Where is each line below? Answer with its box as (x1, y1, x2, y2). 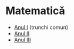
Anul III (14, 36, 31, 43)
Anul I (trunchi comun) (14, 24, 69, 31)
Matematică (5, 4, 65, 18)
